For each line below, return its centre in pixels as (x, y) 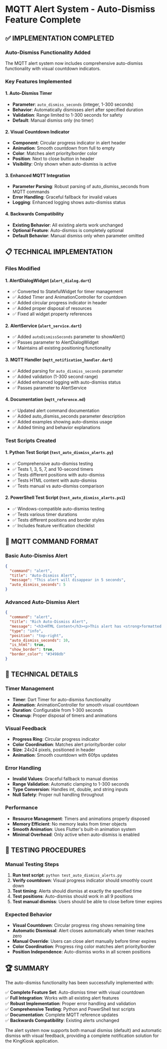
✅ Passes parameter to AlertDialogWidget (55, 342)
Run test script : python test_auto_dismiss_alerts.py (67, 875)
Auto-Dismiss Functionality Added (48, 52)
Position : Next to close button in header (53, 159)
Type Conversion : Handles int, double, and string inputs (70, 790)
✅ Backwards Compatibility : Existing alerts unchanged (62, 1021)
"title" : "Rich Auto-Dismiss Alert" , (49, 622)
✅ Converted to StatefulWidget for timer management (68, 292)
